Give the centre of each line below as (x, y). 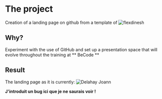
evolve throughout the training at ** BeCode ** (52, 55)
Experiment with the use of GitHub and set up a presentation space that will (81, 49)
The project (29, 9)
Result (15, 70)
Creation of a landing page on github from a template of (61, 22)
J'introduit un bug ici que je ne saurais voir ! (51, 91)
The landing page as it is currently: (40, 82)
